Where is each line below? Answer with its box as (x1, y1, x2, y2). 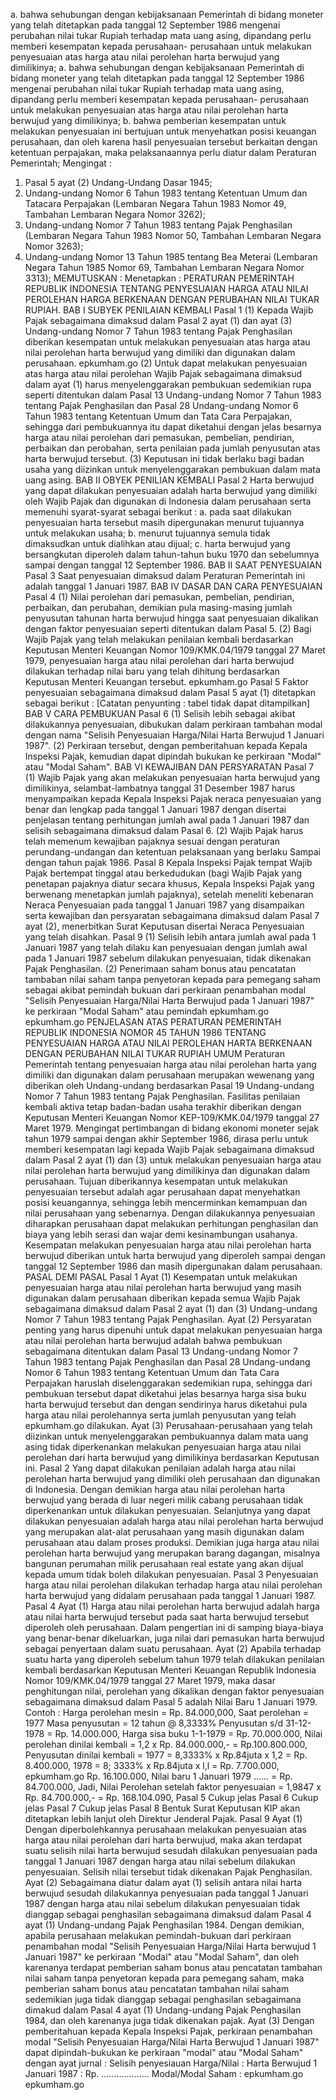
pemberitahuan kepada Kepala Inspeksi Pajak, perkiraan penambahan (24, 2025, 313, 2037)
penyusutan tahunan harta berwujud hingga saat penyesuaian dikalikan (24, 612, 319, 624)
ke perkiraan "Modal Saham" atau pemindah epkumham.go (24, 1005, 270, 1017)
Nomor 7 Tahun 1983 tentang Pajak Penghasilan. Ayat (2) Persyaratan (24, 1314, 312, 1325)
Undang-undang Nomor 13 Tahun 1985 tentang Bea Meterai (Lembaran (24, 251, 318, 263)
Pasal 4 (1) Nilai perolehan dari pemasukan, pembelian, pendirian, (24, 591, 295, 603)
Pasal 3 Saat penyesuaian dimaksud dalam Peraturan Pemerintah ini (24, 570, 306, 581)
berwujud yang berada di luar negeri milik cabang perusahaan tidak (24, 1494, 304, 1506)
